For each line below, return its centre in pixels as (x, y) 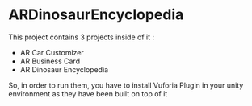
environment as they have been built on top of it (88, 93)
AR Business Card (50, 61)
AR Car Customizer (52, 52)
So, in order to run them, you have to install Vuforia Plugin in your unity (126, 85)
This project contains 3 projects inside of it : (82, 37)
